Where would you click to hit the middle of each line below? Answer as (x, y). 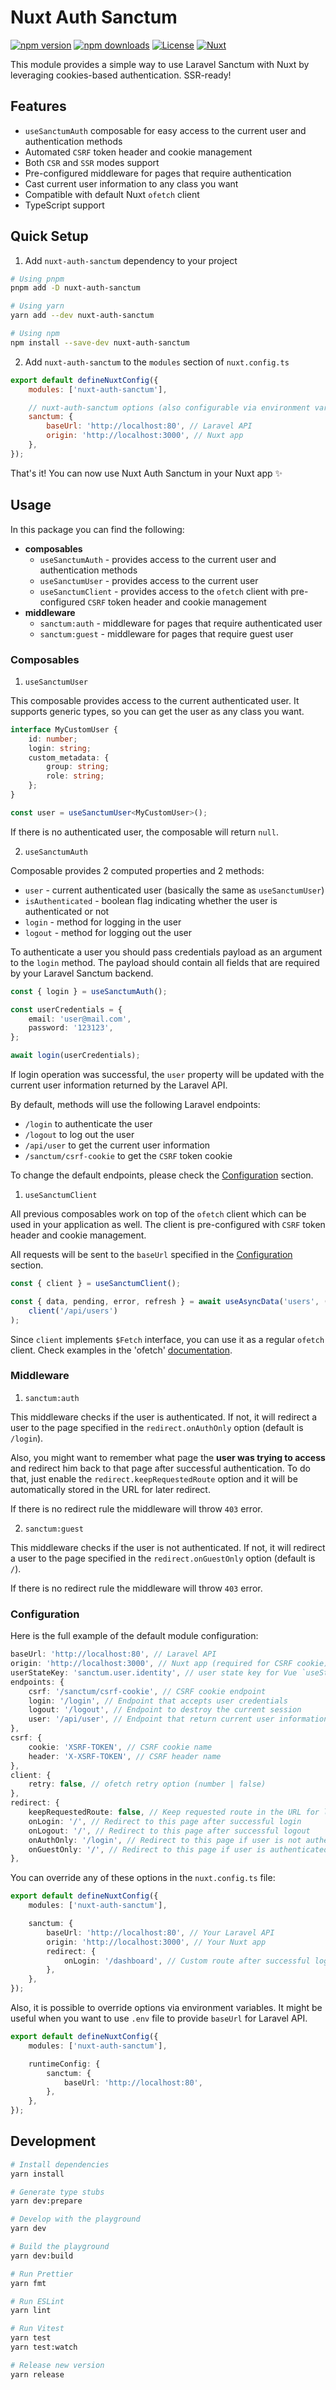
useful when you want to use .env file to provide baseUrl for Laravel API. (159, 2018)
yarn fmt (28, 2283)
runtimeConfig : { (64, 2064)
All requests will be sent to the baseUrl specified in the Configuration (151, 1255)
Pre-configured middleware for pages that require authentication (158, 173)
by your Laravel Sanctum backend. (82, 973)
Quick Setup (49, 236)
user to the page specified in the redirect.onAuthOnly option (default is (157, 1427)
